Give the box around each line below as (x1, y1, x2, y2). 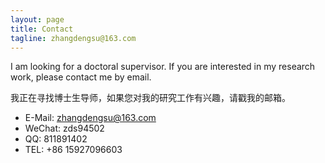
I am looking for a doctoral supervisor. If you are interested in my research (10, 61, 316, 73)
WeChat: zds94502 (24, 122, 105, 135)
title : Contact (10, 24, 74, 34)
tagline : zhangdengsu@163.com (10, 33, 137, 43)
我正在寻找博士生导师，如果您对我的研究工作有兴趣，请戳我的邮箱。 (10, 92, 291, 104)
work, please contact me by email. (10, 71, 152, 83)
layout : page (10, 14, 65, 25)
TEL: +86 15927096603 (24, 144, 123, 156)
